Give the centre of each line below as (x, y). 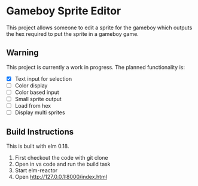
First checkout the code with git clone (62, 157)
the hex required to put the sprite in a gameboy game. (72, 33)
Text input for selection (43, 78)
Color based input (37, 92)
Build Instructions (40, 132)
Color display (31, 86)
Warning (22, 53)
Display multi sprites (40, 112)
